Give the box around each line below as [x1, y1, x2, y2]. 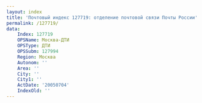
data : [6, 25, 20, 32]
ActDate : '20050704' [17, 82, 70, 88]
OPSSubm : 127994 [17, 48, 59, 55]
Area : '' [17, 65, 40, 71]
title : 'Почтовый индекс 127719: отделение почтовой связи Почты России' [6, 15, 198, 21]
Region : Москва [17, 54, 56, 60]
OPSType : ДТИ [17, 43, 51, 49]
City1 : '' [17, 76, 43, 82]
